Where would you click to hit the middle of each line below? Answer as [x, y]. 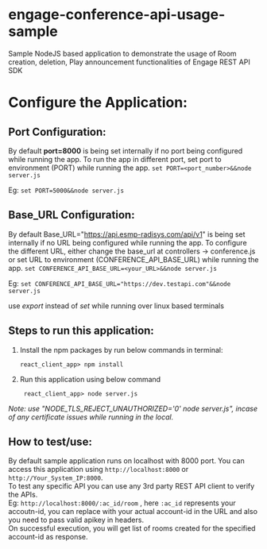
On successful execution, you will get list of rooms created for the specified [132, 528]
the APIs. [23, 495]
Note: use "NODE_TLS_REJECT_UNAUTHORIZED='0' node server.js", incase [133, 408]
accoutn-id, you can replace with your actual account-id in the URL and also [133, 512]
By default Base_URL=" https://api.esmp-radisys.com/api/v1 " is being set [127, 234]
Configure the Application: [98, 103]
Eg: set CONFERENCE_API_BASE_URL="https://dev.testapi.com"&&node [120, 283]
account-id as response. [48, 537]
